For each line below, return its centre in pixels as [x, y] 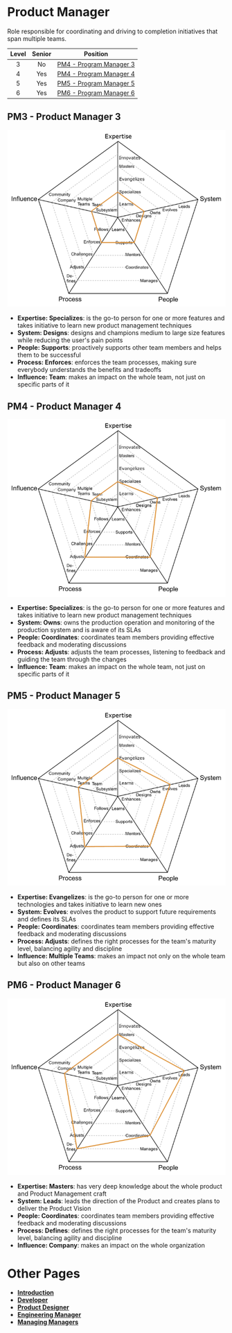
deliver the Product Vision [54, 1209]
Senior [42, 54]
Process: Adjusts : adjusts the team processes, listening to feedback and [121, 652]
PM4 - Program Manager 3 [96, 64]
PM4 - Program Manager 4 [96, 74]
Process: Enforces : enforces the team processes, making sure [107, 362]
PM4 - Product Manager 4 [64, 406]
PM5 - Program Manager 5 [96, 83]
